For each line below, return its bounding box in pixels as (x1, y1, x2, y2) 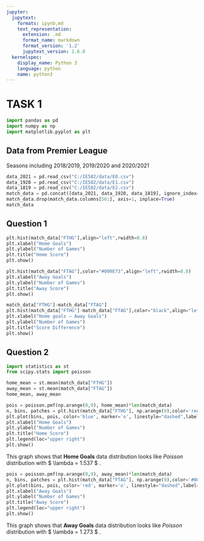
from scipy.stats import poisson (6, 369, 91, 375)
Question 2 (6, 347, 49, 358)
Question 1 (6, 218, 47, 229)
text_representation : (17, 26, 72, 32)
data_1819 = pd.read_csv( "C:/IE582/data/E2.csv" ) (6, 185, 135, 191)
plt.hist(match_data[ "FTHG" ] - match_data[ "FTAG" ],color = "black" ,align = (6, 308, 189, 314)
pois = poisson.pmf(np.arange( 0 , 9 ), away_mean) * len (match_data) (6, 471, 172, 477)
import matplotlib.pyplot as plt (6, 128, 91, 134)
